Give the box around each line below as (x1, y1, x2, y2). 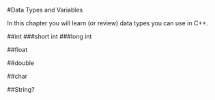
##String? (7, 86, 35, 93)
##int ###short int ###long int (7, 32, 92, 40)
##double (7, 59, 35, 67)
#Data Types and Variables (7, 6, 83, 14)
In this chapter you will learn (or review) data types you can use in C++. (7, 19, 208, 27)
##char (7, 72, 28, 80)
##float (7, 46, 28, 53)
